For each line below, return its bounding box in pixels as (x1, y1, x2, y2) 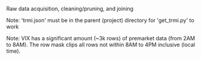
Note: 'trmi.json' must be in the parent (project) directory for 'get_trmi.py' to (6, 17, 194, 23)
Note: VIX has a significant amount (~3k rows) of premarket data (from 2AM (6, 35, 195, 41)
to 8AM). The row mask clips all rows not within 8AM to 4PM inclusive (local (6, 41, 195, 48)
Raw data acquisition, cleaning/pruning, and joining (6, 5, 134, 12)
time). (6, 47, 21, 55)
